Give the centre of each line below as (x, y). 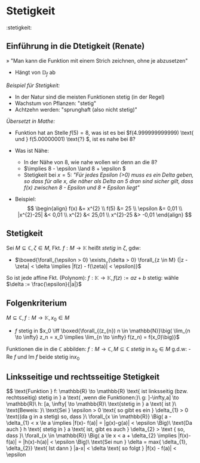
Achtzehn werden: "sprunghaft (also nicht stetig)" (76, 109)
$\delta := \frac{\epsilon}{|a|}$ (44, 284)
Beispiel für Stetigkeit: (33, 85)
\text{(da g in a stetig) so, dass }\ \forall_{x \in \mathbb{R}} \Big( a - (89, 416)
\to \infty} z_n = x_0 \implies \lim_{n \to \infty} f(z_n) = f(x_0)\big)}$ (97, 337)
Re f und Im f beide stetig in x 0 (43, 357)
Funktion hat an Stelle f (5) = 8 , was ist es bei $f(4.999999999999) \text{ (104, 132)
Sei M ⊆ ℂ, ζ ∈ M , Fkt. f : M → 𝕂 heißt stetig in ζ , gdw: (74, 248)
